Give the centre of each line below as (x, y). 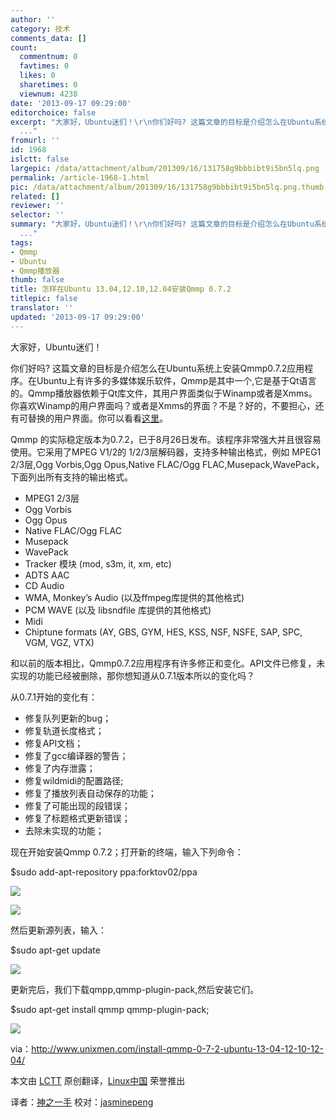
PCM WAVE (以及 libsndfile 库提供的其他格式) (118, 610)
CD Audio (44, 585)
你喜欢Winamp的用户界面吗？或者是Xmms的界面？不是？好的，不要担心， (163, 405)
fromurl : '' (35, 141)
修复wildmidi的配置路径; (74, 780)
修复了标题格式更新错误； (77, 818)
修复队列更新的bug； (68, 718)
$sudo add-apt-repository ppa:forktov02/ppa (104, 872)
